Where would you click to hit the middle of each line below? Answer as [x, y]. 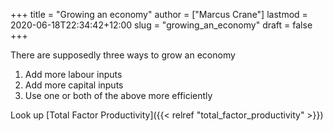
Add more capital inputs [74, 85]
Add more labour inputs [73, 74]
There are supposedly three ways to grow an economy [123, 55]
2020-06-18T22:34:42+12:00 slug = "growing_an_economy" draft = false [161, 25]
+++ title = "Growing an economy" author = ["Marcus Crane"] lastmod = [159, 14]
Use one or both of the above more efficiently [118, 95]
